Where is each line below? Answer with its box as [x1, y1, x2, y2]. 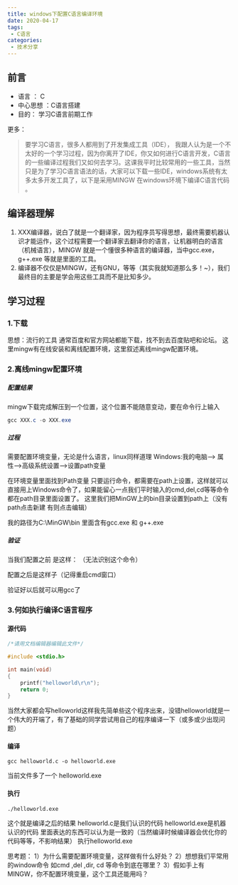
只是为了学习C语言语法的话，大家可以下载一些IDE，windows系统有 [24, 167, 222, 175]
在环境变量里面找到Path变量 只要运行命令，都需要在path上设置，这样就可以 [7, 477, 229, 485]
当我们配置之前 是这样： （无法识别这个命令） [7, 555, 142, 564]
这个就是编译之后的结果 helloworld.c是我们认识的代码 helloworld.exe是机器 [7, 819, 227, 827]
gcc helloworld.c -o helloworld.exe [7, 758, 116, 765]
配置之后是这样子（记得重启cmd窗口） [7, 571, 120, 579]
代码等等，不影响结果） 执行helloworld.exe [7, 837, 133, 845]
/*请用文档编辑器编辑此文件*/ [7, 641, 84, 648]
